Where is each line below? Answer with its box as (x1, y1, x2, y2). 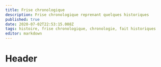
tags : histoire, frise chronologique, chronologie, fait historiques (5, 26, 156, 31)
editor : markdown (5, 31, 42, 36)
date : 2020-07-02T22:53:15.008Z (5, 21, 74, 27)
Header (5, 53, 37, 64)
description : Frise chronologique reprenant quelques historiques (5, 12, 149, 17)
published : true (5, 17, 40, 22)
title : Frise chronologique (5, 7, 65, 13)
